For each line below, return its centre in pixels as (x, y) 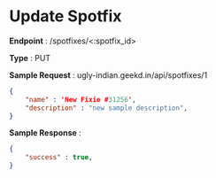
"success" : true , (59, 158)
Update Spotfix (66, 16)
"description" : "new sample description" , (107, 108)
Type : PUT (30, 58)
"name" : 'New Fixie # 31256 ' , (81, 99)
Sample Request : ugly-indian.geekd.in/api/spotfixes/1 (108, 75)
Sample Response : (45, 133)
